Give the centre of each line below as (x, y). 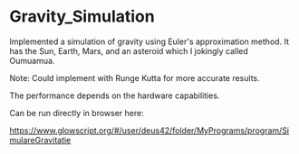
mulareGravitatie (40, 140)
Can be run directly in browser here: (77, 113)
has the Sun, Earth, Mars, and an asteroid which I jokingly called (129, 50)
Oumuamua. (32, 60)
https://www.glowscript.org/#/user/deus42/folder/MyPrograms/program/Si (149, 130)
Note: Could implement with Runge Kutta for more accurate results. (135, 77)
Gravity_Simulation (82, 17)
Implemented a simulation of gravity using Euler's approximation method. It (149, 41)
